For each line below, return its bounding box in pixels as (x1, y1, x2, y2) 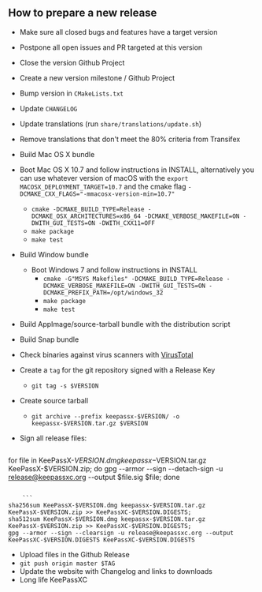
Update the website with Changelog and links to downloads (19, 566, 212, 575)
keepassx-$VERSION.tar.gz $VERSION (31, 419, 148, 427)
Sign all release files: (19, 433, 87, 443)
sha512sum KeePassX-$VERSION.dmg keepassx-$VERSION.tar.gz (8, 515, 206, 523)
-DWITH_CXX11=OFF (98, 219, 156, 227)
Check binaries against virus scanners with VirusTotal (19, 350, 194, 359)
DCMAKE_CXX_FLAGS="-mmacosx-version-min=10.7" (19, 189, 175, 198)
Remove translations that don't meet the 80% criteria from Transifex (19, 134, 241, 144)
